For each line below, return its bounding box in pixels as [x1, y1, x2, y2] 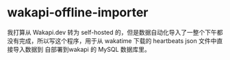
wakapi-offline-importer [7, 5, 149, 20]
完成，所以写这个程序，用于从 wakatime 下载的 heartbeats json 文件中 [18, 36, 217, 45]
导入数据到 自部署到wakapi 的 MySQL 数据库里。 [12, 45, 151, 53]
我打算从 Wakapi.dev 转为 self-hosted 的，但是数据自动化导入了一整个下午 [7, 28, 217, 36]
